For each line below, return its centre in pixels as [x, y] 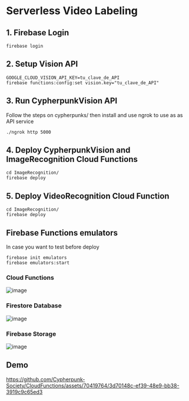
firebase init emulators [37, 258]
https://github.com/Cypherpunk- [46, 379]
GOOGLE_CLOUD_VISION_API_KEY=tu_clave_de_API [63, 78]
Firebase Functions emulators [62, 233]
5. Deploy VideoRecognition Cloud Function [88, 196]
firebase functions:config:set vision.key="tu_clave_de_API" [83, 83]
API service [20, 121]
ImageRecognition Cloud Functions [72, 159]
